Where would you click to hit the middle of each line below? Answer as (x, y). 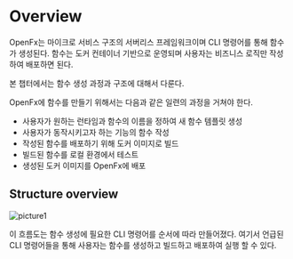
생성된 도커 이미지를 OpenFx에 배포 (84, 166)
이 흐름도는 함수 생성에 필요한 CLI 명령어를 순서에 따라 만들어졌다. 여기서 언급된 (146, 234)
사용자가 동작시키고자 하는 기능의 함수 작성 (96, 132)
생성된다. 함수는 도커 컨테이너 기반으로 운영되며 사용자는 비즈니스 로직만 (143, 53)
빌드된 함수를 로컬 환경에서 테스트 (80, 154)
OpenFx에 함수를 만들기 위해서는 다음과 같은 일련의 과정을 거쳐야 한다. (131, 102)
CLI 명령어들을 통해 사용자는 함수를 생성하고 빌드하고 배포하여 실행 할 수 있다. (143, 245)
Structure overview (64, 194)
